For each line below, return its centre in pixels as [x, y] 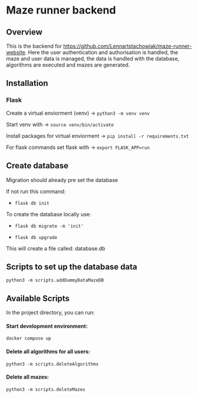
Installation [27, 83]
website [16, 52]
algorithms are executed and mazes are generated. [68, 65]
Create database [37, 166]
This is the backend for [34, 46]
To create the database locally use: [49, 214]
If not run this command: [36, 191]
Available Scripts [38, 298]
